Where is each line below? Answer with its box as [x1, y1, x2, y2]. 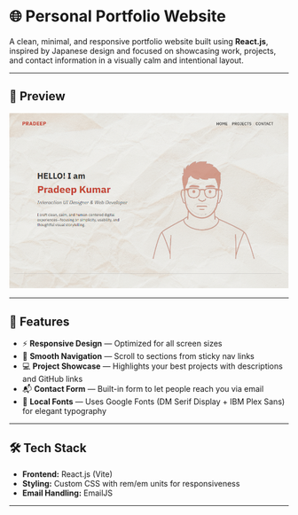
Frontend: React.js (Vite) [21, 468, 114, 480]
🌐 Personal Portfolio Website [9, 6, 226, 27]
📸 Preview [9, 89, 66, 104]
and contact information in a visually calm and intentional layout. [9, 55, 244, 66]
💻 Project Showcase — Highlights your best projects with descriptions [21, 361, 284, 371]
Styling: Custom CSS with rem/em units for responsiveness [21, 478, 240, 488]
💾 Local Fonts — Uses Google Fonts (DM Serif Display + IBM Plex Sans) [21, 396, 286, 407]
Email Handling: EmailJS [21, 488, 114, 498]
